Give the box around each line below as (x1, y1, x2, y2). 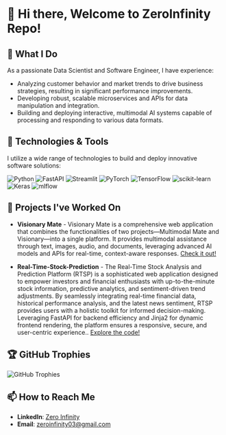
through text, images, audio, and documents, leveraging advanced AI (16, 242, 212, 250)
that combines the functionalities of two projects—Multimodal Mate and (16, 227, 219, 235)
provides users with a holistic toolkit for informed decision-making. (16, 306, 206, 314)
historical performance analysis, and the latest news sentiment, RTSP (16, 298, 213, 307)
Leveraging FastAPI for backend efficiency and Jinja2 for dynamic (16, 314, 203, 322)
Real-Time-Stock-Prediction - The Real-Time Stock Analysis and (16, 262, 202, 270)
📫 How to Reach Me (7, 391, 95, 403)
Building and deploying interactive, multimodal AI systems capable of (16, 109, 212, 117)
